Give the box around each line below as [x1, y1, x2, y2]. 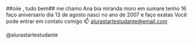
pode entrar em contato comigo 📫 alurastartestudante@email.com [6, 18, 168, 25]
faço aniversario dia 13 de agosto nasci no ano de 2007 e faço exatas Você [6, 11, 187, 18]
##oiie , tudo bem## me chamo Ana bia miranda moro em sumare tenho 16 [6, 5, 187, 12]
